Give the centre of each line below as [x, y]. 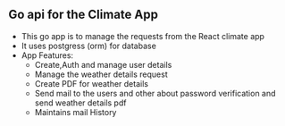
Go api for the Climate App [83, 15]
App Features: [47, 55]
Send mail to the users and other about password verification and [155, 93]
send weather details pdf [80, 103]
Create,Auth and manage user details [103, 64]
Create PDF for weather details [92, 83]
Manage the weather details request [101, 74]
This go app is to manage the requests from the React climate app [143, 36]
